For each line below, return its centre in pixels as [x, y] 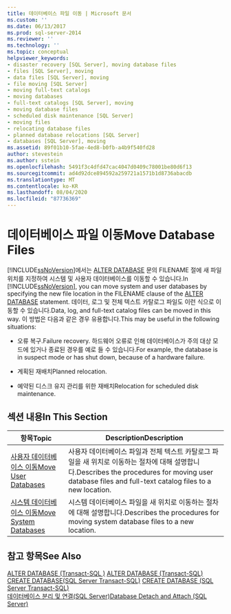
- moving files [29, 122]
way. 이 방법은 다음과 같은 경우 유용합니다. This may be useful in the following [113, 319]
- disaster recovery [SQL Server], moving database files [92, 65]
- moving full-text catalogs [49, 90]
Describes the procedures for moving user [145, 472]
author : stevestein [35, 154]
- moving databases [35, 97]
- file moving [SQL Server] [47, 84]
